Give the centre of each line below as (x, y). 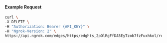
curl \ (11, 17)
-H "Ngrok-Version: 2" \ (30, 31)
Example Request (23, 7)
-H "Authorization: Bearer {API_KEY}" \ (47, 26)
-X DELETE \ (17, 22)
